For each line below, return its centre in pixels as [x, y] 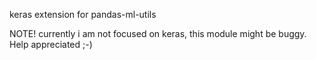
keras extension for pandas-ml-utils [83, 14]
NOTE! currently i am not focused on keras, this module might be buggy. [158, 33]
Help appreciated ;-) [51, 44]
